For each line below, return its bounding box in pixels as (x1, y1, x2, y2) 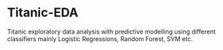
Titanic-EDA (7, 5, 79, 21)
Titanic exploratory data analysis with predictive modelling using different (7, 27, 216, 36)
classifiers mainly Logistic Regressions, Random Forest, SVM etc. (7, 34, 193, 42)
